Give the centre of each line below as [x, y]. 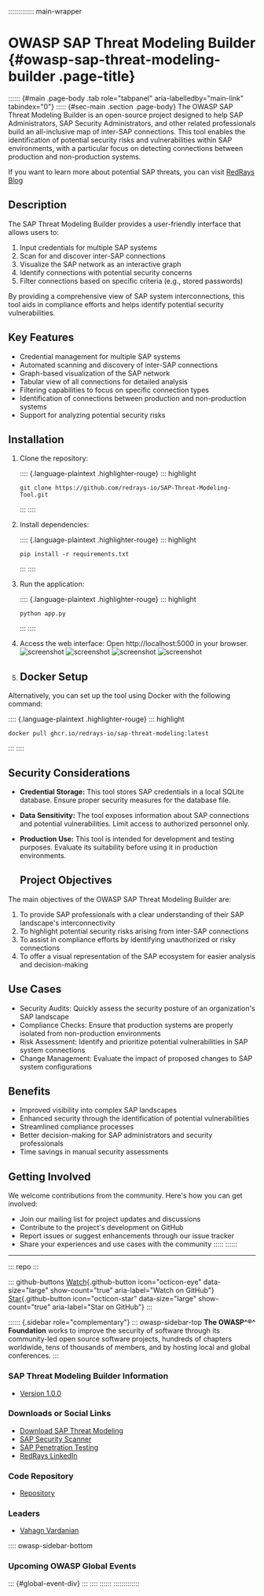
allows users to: [33, 232]
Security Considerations [70, 773]
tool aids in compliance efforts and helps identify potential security [116, 304]
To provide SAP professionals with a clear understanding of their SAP [132, 914]
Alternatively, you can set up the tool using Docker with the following [119, 695]
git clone [36, 488]
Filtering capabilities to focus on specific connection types [114, 390]
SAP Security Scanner [55, 1439]
